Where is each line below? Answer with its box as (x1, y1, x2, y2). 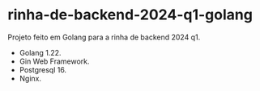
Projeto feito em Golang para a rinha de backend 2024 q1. (7, 32, 201, 42)
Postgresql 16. (19, 64, 66, 74)
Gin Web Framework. (19, 56, 90, 66)
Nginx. (19, 73, 42, 83)
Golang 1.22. (19, 48, 62, 57)
